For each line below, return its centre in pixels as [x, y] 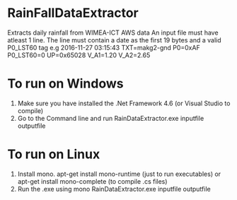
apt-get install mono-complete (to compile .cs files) [92, 181]
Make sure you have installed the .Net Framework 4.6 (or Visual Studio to [124, 103]
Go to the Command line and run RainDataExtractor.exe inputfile [111, 118]
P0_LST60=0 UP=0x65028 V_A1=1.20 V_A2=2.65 [79, 55]
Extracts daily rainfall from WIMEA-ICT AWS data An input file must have [113, 33]
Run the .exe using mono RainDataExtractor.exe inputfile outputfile [114, 189]
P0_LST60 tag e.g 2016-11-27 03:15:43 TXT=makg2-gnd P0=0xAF [104, 47]
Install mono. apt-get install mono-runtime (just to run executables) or [119, 174]
